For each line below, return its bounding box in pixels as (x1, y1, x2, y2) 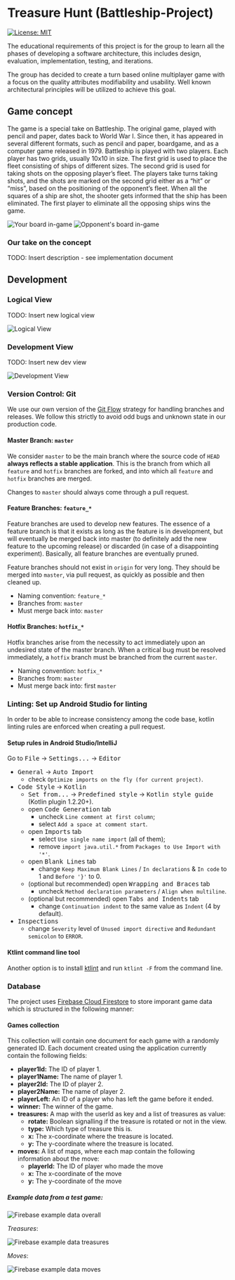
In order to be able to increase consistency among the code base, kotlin (7, 715, 215, 724)
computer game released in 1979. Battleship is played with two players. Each (7, 146, 229, 155)
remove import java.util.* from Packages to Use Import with (38, 842, 221, 851)
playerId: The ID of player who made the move (27, 1162, 163, 1170)
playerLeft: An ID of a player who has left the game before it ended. (17, 1095, 214, 1104)
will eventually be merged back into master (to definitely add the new (7, 534, 207, 542)
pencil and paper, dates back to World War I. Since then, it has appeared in (7, 131, 224, 140)
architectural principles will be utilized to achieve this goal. (7, 85, 177, 93)
